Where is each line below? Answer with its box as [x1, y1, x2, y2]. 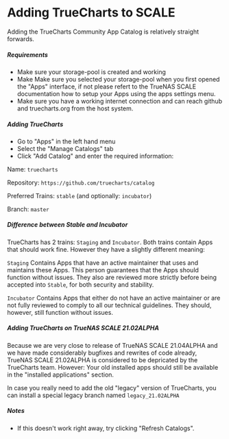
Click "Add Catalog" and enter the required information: [16, 152, 174, 160]
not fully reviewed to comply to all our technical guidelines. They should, [7, 300, 212, 309]
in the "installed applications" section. [7, 370, 114, 379]
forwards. [7, 34, 34, 43]
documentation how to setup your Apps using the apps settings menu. [16, 89, 216, 97]
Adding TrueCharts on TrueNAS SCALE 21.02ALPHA [7, 324, 160, 332]
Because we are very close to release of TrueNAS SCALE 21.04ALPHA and [7, 341, 218, 349]
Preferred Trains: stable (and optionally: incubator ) [7, 191, 152, 200]
